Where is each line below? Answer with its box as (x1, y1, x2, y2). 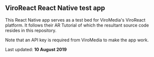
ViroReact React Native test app (5, 4, 105, 12)
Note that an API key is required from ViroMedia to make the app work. (5, 37, 149, 43)
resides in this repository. (5, 27, 57, 33)
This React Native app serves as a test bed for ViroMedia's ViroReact (5, 17, 146, 23)
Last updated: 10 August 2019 (5, 46, 67, 52)
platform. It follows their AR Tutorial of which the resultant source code (5, 22, 149, 28)
